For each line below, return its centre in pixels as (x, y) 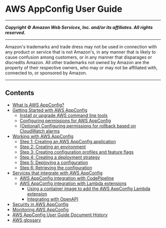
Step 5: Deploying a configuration (54, 162)
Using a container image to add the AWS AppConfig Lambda (89, 189)
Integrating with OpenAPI (53, 199)
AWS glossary (26, 220)
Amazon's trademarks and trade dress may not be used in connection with (81, 47)
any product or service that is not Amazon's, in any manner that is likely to (81, 52)
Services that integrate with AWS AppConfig (57, 173)
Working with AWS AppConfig (43, 136)
